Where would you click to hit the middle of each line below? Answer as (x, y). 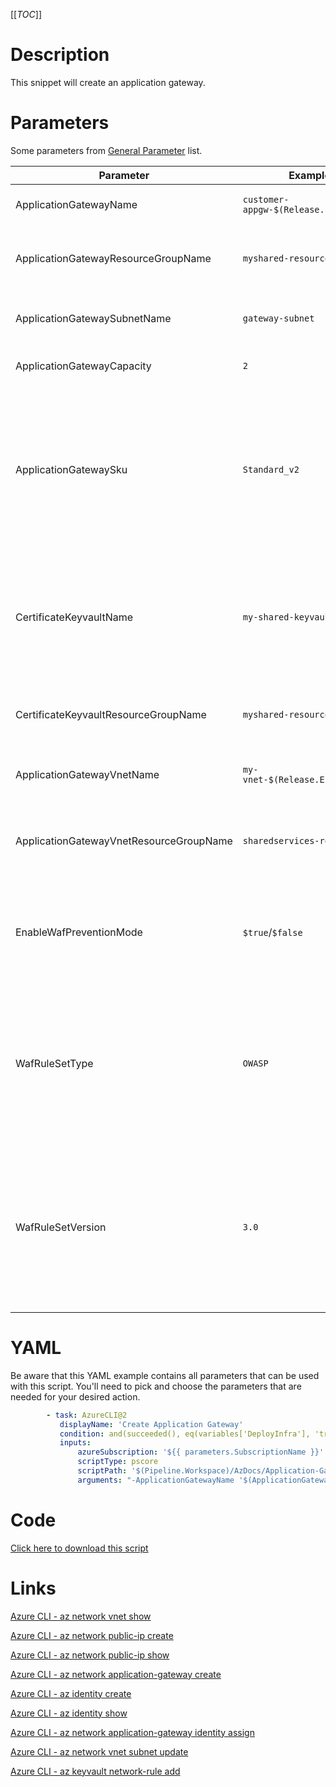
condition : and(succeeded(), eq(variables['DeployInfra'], (185, 1434)
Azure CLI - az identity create (71, 1693)
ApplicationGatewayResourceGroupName (113, 258)
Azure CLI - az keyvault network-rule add (95, 1771)
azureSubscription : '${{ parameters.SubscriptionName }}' (201, 1452)
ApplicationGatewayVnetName (87, 774)
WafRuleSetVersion (61, 1227)
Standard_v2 (271, 469)
